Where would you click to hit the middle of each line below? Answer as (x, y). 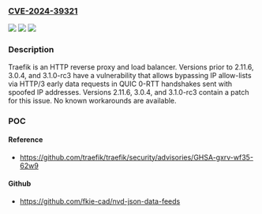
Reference (26, 140)
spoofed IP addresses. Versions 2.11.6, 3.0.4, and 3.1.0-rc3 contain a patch (129, 92)
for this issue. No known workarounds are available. (92, 100)
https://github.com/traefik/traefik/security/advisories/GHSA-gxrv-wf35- (137, 157)
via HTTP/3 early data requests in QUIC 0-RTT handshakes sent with (120, 84)
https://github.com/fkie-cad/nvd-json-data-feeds (100, 201)
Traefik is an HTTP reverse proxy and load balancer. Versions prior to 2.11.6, (131, 67)
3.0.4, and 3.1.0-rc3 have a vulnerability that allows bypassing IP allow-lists (130, 75)
